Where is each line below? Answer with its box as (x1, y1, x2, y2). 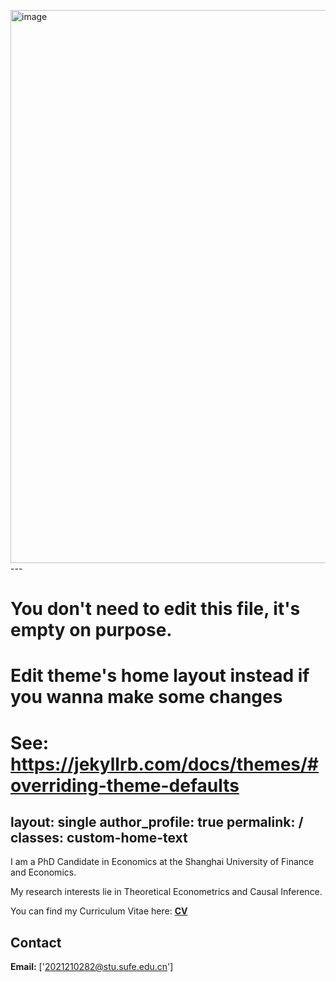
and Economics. (10, 866, 77, 879)
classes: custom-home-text (10, 829, 188, 846)
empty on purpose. (10, 619, 173, 642)
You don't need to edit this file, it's (10, 598, 301, 620)
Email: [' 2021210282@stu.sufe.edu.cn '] (10, 961, 174, 973)
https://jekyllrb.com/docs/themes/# (10, 753, 320, 775)
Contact (10, 934, 62, 951)
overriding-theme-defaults (10, 774, 240, 797)
